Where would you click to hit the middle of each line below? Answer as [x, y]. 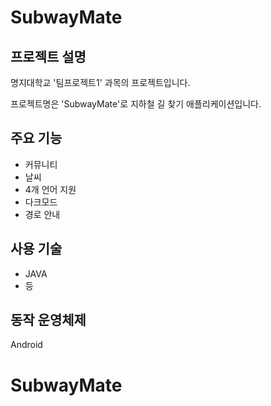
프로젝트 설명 [48, 56]
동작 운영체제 [48, 320]
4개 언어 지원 [50, 189]
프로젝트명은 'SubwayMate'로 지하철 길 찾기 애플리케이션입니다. [136, 104]
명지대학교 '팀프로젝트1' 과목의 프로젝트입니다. [100, 82]
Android [26, 345]
